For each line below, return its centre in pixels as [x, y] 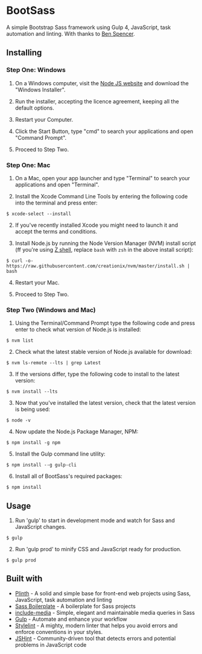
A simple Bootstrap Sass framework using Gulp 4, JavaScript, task [89, 27]
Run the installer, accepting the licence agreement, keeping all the [97, 101]
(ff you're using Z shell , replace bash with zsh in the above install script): [104, 249]
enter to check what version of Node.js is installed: [78, 330]
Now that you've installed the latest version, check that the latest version [105, 403]
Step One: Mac [28, 165]
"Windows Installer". [40, 90]
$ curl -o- [20, 261]
